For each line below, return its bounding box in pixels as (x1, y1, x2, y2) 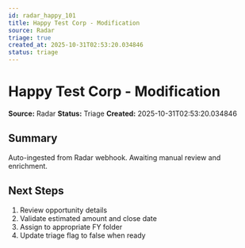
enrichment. (8, 161, 48, 170)
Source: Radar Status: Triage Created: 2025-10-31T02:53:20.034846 (8, 109, 238, 118)
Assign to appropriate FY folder (19, 222, 123, 231)
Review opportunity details (19, 205, 108, 215)
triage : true (8, 33, 52, 42)
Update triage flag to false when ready (19, 231, 146, 240)
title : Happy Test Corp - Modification (8, 19, 140, 27)
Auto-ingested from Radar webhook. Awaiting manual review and (8, 152, 221, 162)
